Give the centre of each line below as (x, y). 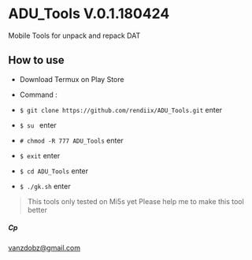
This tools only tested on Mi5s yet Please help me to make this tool (135, 201)
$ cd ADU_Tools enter (54, 171)
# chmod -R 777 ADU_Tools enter (71, 140)
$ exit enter (40, 155)
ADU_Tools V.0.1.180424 (89, 14)
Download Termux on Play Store (72, 79)
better (37, 210)
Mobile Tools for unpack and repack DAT (74, 35)
